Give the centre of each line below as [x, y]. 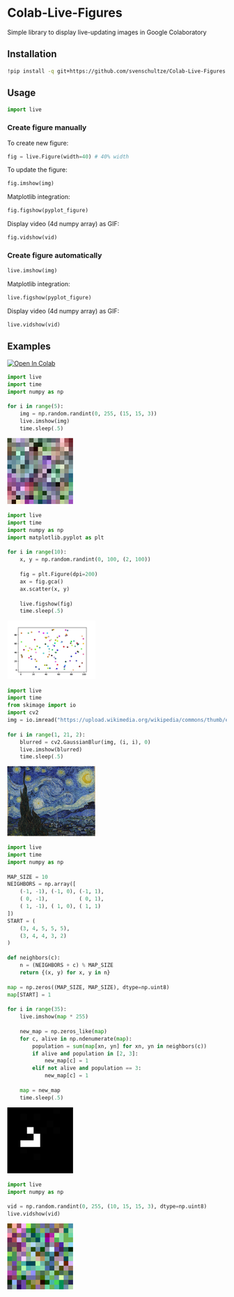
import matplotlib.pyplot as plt [56, 538]
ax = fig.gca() [42, 581]
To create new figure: [38, 143]
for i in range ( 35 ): [37, 1009]
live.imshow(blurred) [51, 749]
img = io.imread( [32, 720]
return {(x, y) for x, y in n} [65, 972]
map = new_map [40, 1090]
